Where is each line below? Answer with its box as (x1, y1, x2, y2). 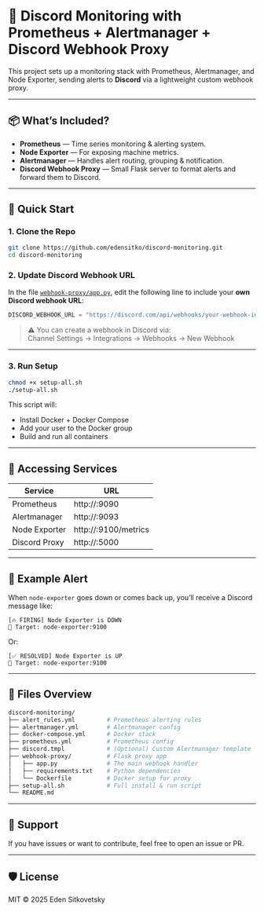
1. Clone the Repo (8, 226, 76, 237)
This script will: (8, 400, 57, 409)
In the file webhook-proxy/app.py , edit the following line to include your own (8, 288, 250, 297)
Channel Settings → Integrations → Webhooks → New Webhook (27, 334, 235, 343)
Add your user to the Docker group (19, 423, 133, 433)
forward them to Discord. (19, 172, 101, 181)
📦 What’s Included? (8, 114, 110, 128)
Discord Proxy (12, 537, 64, 548)
